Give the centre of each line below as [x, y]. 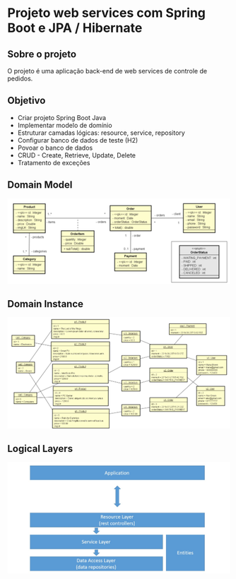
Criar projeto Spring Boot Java [62, 117]
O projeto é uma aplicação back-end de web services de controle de [107, 71]
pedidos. [20, 78]
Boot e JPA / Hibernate [75, 28]
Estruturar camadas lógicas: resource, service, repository [101, 133]
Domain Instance [45, 304]
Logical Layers [40, 449]
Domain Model [40, 185]
